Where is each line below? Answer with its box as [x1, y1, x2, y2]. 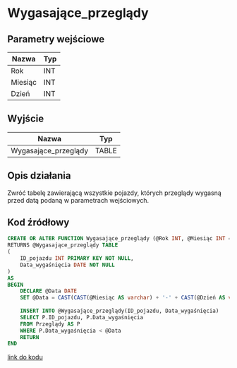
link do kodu [7, 353, 44, 362]
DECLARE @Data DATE [20, 287, 78, 295]
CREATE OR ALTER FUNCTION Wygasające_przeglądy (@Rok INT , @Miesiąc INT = [7, 235, 232, 242]
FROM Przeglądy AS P [20, 320, 80, 328]
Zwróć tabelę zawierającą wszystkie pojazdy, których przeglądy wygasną [7, 189, 222, 197]
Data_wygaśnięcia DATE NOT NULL [20, 261, 115, 268]
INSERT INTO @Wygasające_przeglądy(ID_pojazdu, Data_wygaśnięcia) [20, 307, 219, 315]
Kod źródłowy [7, 217, 70, 229]
